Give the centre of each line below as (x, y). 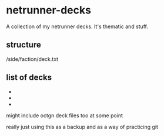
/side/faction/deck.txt (32, 59)
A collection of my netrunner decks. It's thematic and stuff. (77, 26)
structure (24, 45)
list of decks (29, 78)
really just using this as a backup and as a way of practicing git (82, 127)
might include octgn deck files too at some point (65, 115)
